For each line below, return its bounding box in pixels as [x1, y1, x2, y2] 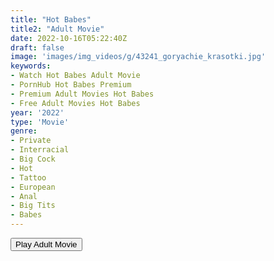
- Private [10, 136, 52, 146]
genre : [10, 126, 38, 136]
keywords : [10, 61, 52, 71]
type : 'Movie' [10, 117, 70, 127]
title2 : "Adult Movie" [10, 24, 105, 34]
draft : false [10, 42, 65, 53]
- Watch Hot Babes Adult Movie [10, 71, 141, 81]
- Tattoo [10, 172, 47, 183]
